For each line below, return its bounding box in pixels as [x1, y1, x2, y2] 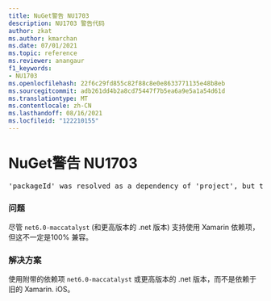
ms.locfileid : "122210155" [8, 117, 99, 125]
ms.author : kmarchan [8, 34, 78, 43]
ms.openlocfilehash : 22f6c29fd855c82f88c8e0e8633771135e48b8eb [8, 79, 226, 87]
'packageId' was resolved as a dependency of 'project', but [8, 181, 256, 190]
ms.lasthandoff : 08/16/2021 [8, 110, 103, 118]
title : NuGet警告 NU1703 [8, 11, 90, 20]
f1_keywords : [8, 65, 52, 73]
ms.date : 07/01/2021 [8, 42, 78, 50]
